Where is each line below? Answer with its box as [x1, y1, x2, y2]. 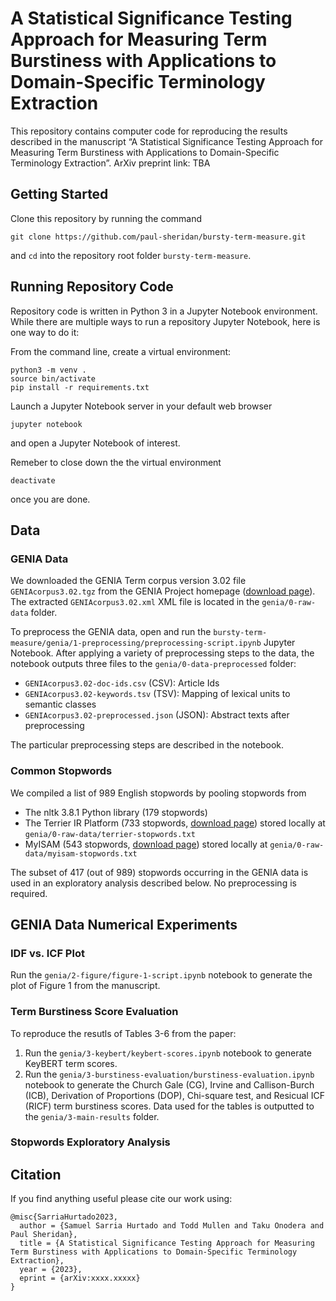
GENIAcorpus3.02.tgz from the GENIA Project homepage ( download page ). [10, 585, 316, 597]
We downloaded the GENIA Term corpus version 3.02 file [10, 575, 247, 587]
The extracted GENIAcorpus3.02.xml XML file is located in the [10, 596, 260, 608]
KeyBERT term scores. [24, 1057, 118, 1069]
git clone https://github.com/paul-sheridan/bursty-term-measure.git [10, 232, 307, 242]
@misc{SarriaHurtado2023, [10, 1212, 118, 1222]
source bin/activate [10, 373, 97, 384]
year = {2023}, [19, 1265, 83, 1275]
